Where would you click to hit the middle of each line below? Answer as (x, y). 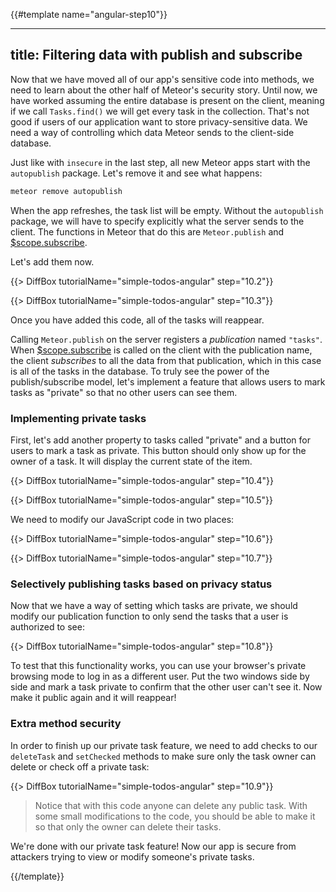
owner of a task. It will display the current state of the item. (131, 461)
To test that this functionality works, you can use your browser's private (158, 666)
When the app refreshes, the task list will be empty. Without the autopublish (167, 210)
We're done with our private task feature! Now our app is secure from (153, 846)
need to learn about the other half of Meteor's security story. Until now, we (164, 90)
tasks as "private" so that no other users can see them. (124, 392)
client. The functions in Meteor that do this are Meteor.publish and (147, 231)
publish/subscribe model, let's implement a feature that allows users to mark (168, 381)
